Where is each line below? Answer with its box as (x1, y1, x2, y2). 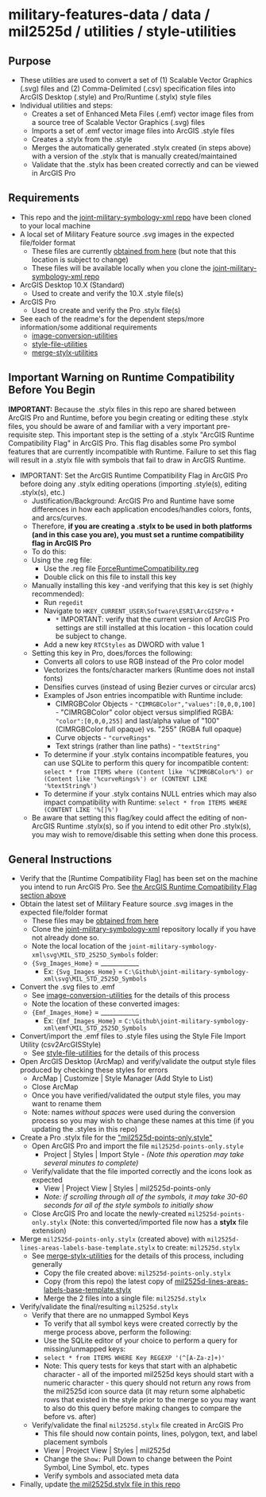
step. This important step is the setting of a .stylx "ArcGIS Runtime (38, 430, 255, 439)
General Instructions (8, 853, 113, 867)
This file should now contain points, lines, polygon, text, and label (43, 1429, 258, 1438)
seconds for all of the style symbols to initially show (43, 1200, 214, 1210)
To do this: (31, 547, 67, 556)
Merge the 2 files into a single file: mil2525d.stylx (43, 1293, 206, 1303)
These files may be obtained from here (31, 916, 159, 926)
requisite (8, 430, 37, 439)
